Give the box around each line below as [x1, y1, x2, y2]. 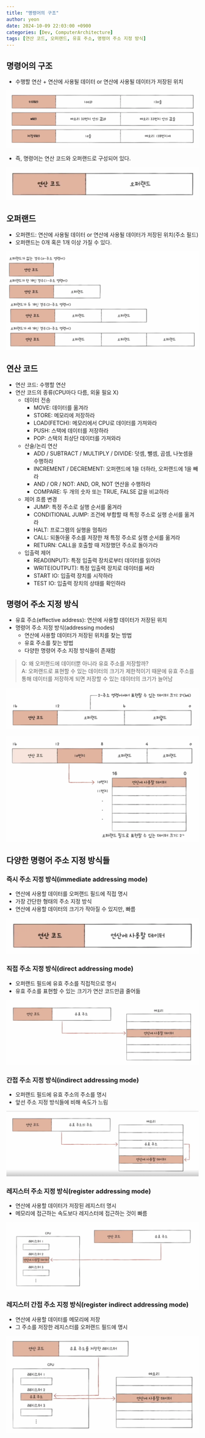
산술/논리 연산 [24, 442, 58, 449]
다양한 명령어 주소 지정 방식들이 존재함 [24, 647, 116, 654]
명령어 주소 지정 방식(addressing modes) [15, 624, 115, 632]
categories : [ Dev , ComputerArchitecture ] [6, 29, 113, 35]
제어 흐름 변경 [24, 495, 57, 503]
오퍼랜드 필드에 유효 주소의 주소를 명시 [15, 1091, 107, 1098]
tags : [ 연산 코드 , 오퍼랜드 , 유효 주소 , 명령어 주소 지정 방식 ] [6, 35, 146, 42]
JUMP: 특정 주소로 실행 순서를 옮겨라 [33, 503, 122, 510]
